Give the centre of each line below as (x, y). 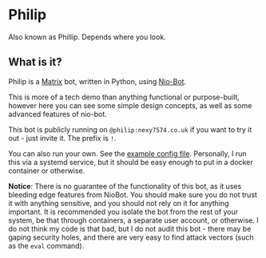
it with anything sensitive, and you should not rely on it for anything (119, 203)
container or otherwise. (47, 171)
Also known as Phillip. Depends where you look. (87, 37)
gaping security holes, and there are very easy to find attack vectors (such (131, 237)
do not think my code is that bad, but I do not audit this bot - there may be (130, 228)
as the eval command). (46, 245)
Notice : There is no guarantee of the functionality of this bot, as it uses (125, 186)
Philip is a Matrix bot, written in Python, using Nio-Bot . (97, 81)
